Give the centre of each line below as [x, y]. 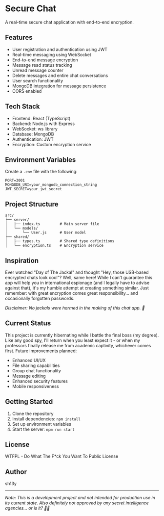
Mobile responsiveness [35, 386]
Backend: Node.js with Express [43, 124]
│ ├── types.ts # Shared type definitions [60, 241]
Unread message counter [38, 70]
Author [16, 472]
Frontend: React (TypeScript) [41, 118]
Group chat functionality [36, 370]
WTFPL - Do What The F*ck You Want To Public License [62, 456]
